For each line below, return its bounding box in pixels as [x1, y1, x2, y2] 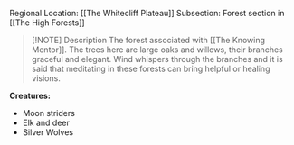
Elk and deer [22, 117, 71, 128]
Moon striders [22, 108, 75, 118]
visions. [31, 73, 61, 84]
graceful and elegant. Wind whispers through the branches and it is [31, 54, 283, 64]
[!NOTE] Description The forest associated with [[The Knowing [31, 35, 265, 45]
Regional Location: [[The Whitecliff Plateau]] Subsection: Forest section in [9, 8, 285, 18]
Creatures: [9, 90, 52, 101]
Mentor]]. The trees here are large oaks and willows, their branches [31, 44, 283, 55]
